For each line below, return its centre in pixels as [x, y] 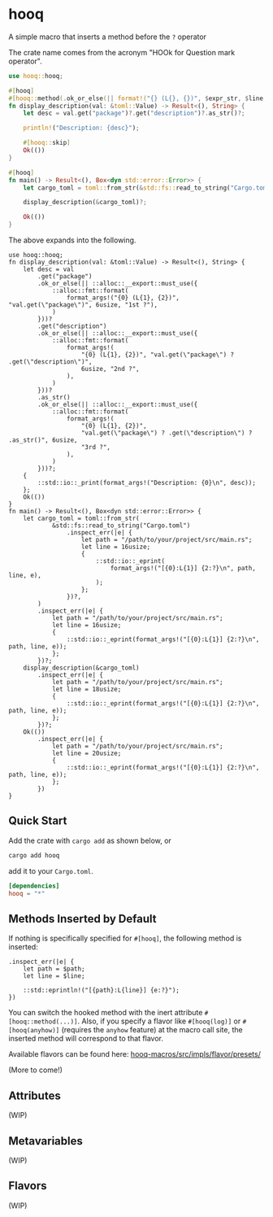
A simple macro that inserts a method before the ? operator [108, 37]
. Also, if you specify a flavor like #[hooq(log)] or [159, 1021]
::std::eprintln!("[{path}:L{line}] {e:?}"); [102, 990]
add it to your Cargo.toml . [51, 870]
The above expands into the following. [72, 240]
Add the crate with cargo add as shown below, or [90, 840]
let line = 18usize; [87, 689]
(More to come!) [36, 1070]
